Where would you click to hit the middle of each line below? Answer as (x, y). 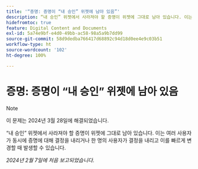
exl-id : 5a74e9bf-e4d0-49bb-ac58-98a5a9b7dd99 (64, 34)
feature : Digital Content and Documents (57, 28)
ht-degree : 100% (26, 55)
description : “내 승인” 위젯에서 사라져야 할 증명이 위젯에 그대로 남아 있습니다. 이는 (99, 17)
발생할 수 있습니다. (45, 147)
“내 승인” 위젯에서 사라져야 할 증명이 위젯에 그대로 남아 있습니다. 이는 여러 (91, 132)
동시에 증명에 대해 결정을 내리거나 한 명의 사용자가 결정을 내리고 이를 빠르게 (99, 140)
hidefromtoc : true (29, 22)
